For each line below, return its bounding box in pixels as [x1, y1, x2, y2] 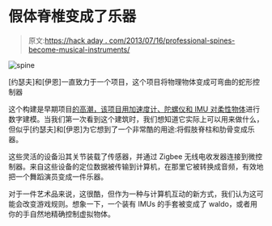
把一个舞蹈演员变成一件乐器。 [8, 171, 108, 182]
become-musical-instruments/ [28, 44, 130, 54]
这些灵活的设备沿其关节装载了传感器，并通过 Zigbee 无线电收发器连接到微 [8, 151, 256, 161]
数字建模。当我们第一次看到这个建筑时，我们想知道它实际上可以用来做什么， [8, 114, 264, 123]
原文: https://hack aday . [28, 36, 108, 45]
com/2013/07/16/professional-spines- [108, 36, 236, 45]
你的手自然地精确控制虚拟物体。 [8, 209, 115, 219]
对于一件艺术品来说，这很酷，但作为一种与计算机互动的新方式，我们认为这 [8, 189, 257, 199]
